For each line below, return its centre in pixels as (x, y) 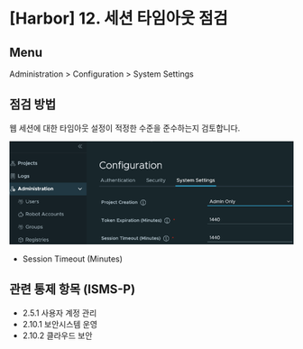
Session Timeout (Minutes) (73, 259)
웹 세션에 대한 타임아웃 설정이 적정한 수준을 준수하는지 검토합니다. (125, 128)
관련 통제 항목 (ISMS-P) (73, 289)
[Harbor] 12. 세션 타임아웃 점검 (119, 18)
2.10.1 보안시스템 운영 (60, 324)
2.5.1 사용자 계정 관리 (60, 313)
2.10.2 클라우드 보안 (57, 335)
